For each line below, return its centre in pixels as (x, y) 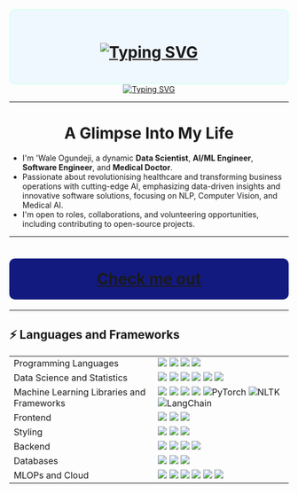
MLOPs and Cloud (51, 475)
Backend (32, 446)
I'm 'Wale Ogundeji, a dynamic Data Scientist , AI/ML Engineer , (138, 158)
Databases (36, 460)
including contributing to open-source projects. (108, 223)
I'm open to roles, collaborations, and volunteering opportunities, (140, 214)
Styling (28, 432)
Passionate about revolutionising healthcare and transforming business (152, 176)
